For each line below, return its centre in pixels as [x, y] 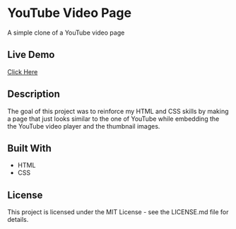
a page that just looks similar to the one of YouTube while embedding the [113, 119]
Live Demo [31, 55]
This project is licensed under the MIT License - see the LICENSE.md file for [118, 212]
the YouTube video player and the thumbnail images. [84, 126]
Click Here [23, 71]
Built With [29, 148]
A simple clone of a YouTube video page [66, 33]
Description [34, 94]
